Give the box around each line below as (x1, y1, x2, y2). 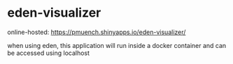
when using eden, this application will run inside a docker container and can (7, 41, 227, 49)
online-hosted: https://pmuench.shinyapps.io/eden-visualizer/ (7, 28, 186, 36)
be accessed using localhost (7, 49, 90, 57)
